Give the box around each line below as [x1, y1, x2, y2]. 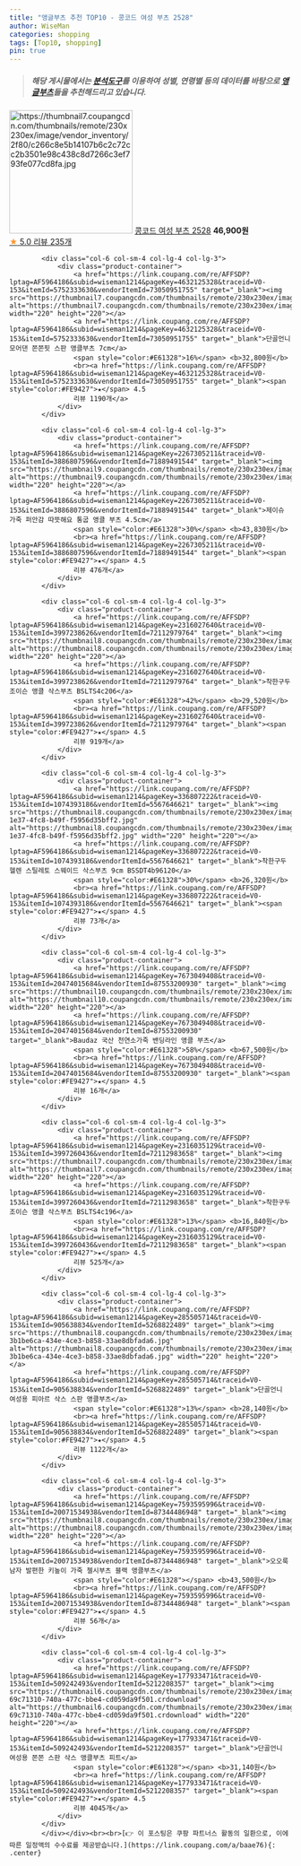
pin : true [9, 47, 47, 56]
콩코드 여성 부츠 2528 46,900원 [133, 225, 249, 236]
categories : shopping [9, 30, 90, 39]
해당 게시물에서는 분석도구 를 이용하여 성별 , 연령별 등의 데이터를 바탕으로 [30, 75, 280, 86]
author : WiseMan [9, 22, 70, 30]
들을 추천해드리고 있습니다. [53, 86, 147, 97]
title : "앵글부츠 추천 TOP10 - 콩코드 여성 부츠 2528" [9, 13, 194, 22]
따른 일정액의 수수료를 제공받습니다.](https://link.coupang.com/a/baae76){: [9, 1841, 276, 1850]
